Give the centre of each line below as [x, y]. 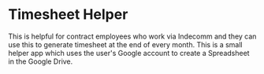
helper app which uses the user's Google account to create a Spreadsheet [129, 53]
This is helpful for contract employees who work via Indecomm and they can [132, 36]
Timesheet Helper [68, 15]
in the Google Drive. [41, 61]
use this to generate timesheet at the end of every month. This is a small [125, 44]
